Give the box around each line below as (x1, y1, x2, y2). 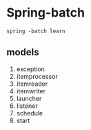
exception (16, 64, 45, 73)
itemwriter (16, 86, 46, 95)
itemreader (16, 80, 48, 88)
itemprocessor (16, 72, 58, 80)
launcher (16, 94, 42, 102)
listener (16, 102, 39, 110)
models (6, 46, 39, 58)
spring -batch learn (6, 28, 66, 35)
